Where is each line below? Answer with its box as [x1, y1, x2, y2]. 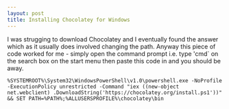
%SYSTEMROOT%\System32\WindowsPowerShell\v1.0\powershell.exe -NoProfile [7, 77, 223, 84]
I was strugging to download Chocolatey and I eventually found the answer [7, 35, 219, 43]
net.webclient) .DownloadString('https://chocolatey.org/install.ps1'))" [7, 89, 223, 96]
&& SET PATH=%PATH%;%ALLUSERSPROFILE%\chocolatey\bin [7, 95, 165, 102]
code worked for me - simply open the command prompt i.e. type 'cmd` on [7, 49, 219, 58]
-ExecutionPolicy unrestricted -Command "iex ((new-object [7, 83, 180, 90]
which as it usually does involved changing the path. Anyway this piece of [7, 42, 216, 50]
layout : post [7, 10, 45, 17]
